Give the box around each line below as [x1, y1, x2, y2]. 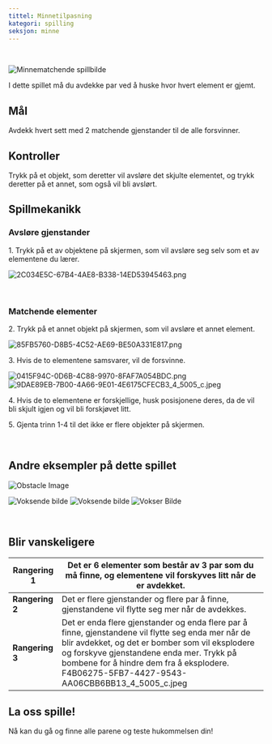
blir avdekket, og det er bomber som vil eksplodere [62, 637, 255, 648]
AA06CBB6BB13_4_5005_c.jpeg [62, 678, 188, 689]
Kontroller [8, 149, 61, 163]
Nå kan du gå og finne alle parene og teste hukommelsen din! [8, 726, 214, 736]
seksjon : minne [8, 27, 60, 35]
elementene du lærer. [8, 254, 80, 263]
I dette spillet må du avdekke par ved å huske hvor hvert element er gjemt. [8, 80, 257, 90]
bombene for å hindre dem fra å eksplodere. [62, 657, 229, 669]
